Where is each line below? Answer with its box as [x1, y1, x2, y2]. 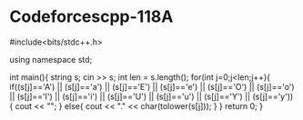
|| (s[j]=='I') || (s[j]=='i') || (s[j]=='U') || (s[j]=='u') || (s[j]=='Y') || [9, 91, 251, 102]
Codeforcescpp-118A [9, 6, 174, 27]
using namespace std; [9, 54, 93, 65]
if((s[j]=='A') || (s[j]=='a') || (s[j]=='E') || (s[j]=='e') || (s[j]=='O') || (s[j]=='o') [9, 81, 295, 92]
